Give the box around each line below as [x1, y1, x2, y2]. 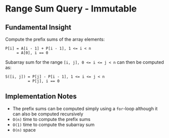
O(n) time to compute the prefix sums [12, 116, 91, 122]
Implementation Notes [5, 92, 77, 101]
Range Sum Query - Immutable [5, 3, 137, 15]
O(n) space [12, 126, 36, 133]
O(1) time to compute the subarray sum [12, 121, 95, 127]
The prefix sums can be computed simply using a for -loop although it [12, 105, 158, 111]
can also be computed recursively [12, 111, 83, 117]
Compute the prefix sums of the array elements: [5, 36, 105, 42]
